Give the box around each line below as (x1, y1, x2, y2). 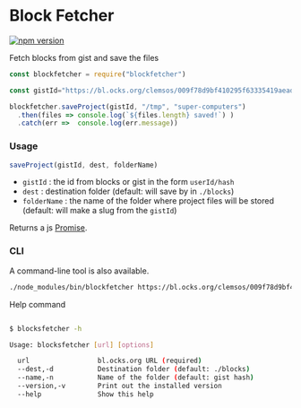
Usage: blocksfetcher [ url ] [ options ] (9, 340, 154, 350)
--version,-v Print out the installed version (17, 382, 222, 391)
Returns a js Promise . (9, 222, 88, 233)
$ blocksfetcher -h (9, 324, 82, 333)
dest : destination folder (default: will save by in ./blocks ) (21, 186, 235, 197)
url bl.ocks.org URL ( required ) (17, 356, 202, 366)
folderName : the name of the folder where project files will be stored (21, 195, 275, 206)
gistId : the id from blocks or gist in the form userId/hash (21, 177, 235, 187)
